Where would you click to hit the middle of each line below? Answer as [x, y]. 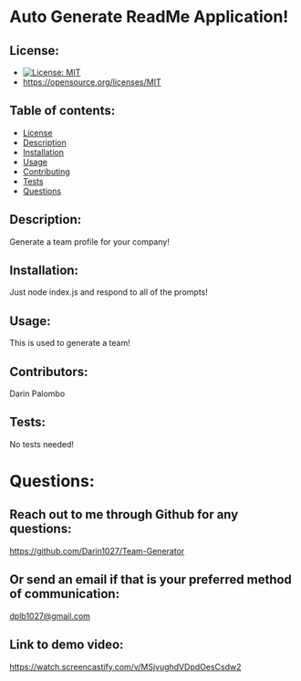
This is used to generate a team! [70, 343]
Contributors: [49, 372]
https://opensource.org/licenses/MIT [92, 82]
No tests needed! [42, 444]
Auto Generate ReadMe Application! [149, 17]
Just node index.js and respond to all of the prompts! [109, 292]
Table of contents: [62, 111]
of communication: [65, 594]
